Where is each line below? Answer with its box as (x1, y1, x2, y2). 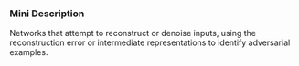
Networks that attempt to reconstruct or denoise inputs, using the (9, 28, 256, 39)
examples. (9, 47, 48, 58)
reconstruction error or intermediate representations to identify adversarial (9, 37, 291, 48)
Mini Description (9, 7, 85, 20)
